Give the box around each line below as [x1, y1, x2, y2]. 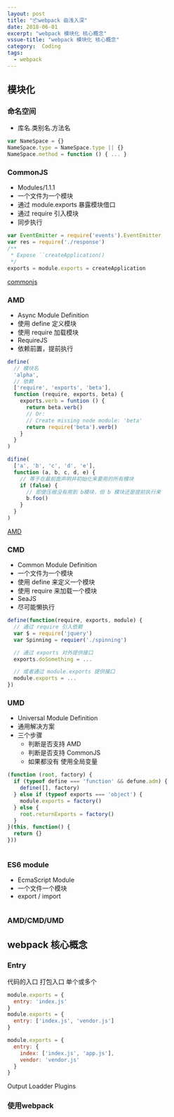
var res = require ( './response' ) [7, 239, 105, 246]
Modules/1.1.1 [17, 183, 55, 192]
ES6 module [7, 859, 49, 869]
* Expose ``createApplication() [10, 251, 105, 258]
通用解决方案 [17, 722, 55, 731]
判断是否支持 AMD [27, 740, 81, 748]
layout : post [7, 10, 46, 18]
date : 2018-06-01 [7, 23, 58, 30]
